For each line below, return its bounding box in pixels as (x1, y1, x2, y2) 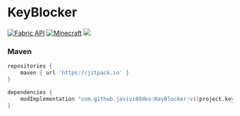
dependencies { (7, 88, 53, 96)
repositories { (7, 63, 53, 70)
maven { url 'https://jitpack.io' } (20, 69, 130, 77)
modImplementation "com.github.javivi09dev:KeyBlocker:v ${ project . (20, 95, 225, 102)
